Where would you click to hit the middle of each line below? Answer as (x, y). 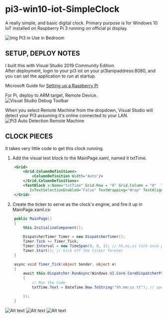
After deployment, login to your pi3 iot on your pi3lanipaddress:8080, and (80, 71)
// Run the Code (48, 283)
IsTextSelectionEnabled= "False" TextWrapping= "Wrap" (85, 190)
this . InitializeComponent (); (53, 228)
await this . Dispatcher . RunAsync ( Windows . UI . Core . (75, 274)
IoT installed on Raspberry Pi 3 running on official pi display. (67, 28)
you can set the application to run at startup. (50, 76)
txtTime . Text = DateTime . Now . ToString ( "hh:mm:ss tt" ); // (93, 287)
